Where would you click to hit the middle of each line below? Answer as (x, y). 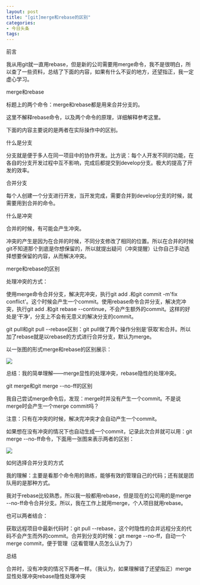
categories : (21, 23)
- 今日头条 (18, 28)
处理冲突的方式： (27, 282)
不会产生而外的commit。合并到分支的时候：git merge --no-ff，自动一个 (99, 536)
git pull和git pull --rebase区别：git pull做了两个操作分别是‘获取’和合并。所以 (99, 330)
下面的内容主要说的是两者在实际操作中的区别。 (63, 130)
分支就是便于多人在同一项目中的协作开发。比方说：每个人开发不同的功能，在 (100, 155)
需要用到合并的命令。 (32, 203)
